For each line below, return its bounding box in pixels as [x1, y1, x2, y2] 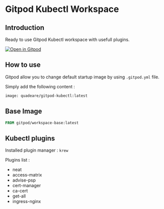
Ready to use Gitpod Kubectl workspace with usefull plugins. [5, 36, 130, 42]
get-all [12, 193, 26, 199]
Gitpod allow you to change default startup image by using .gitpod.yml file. [5, 74, 160, 80]
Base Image [5, 107, 42, 116]
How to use [5, 61, 41, 69]
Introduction [5, 23, 45, 32]
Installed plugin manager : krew [5, 147, 69, 153]
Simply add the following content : [5, 83, 76, 89]
